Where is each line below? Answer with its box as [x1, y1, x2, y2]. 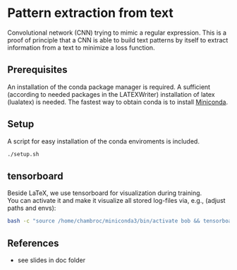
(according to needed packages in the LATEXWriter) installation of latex [7, 90, 215, 98]
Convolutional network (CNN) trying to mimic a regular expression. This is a [7, 28, 227, 37]
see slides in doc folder [17, 256, 86, 264]
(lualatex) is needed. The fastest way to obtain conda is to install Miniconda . [7, 98, 229, 106]
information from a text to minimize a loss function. [7, 43, 155, 52]
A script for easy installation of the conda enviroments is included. [7, 136, 200, 146]
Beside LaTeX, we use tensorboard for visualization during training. [7, 189, 202, 197]
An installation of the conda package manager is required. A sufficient [7, 83, 210, 91]
